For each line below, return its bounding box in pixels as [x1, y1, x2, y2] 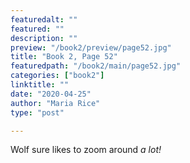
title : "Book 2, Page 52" [10, 52, 118, 62]
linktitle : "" [10, 80, 70, 90]
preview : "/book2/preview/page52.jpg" [10, 42, 172, 53]
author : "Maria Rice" [10, 98, 101, 108]
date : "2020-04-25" [10, 89, 92, 99]
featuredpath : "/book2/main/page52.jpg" [10, 61, 182, 71]
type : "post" [10, 107, 65, 118]
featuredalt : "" [10, 14, 78, 25]
